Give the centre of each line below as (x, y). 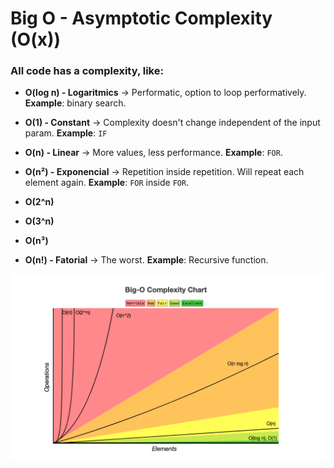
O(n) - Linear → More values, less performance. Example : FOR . (153, 153)
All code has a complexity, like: (87, 71)
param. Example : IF (66, 133)
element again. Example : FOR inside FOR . (107, 183)
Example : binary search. (75, 103)
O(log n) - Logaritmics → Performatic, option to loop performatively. (165, 93)
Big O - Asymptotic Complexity (141, 18)
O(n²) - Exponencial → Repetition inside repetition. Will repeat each (164, 172)
